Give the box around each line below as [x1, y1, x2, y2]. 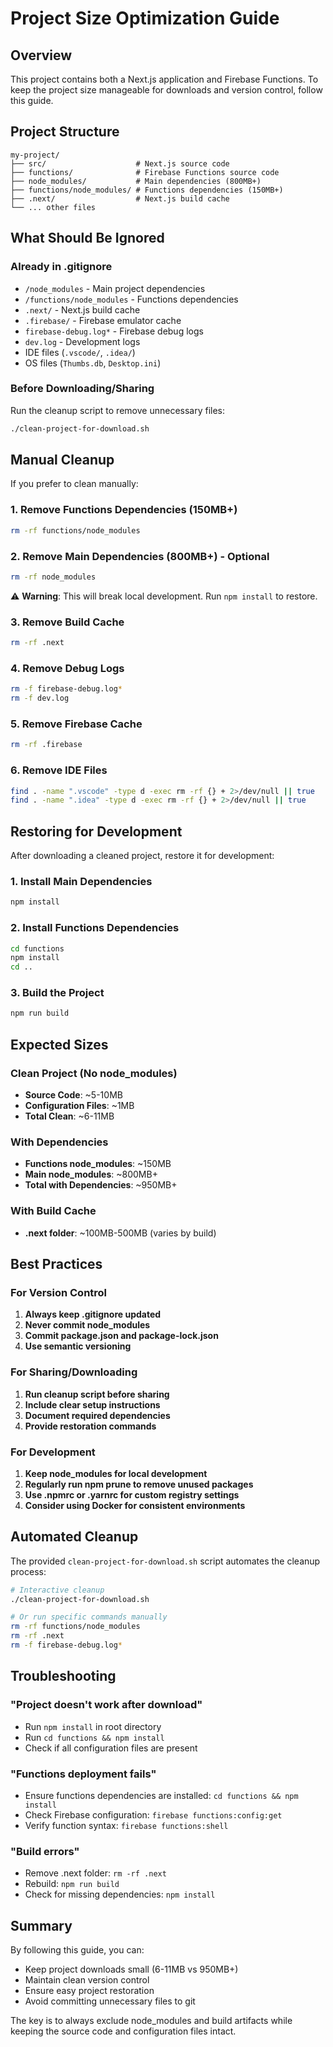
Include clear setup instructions [24, 1398, 161, 1411]
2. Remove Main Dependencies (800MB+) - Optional [10, 549, 270, 563]
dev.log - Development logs [24, 335, 141, 347]
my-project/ [10, 150, 60, 160]
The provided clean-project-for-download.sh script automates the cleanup [10, 1555, 321, 1567]
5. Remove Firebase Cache [10, 717, 143, 731]
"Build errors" [10, 1844, 80, 1858]
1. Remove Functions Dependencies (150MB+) [10, 503, 238, 517]
